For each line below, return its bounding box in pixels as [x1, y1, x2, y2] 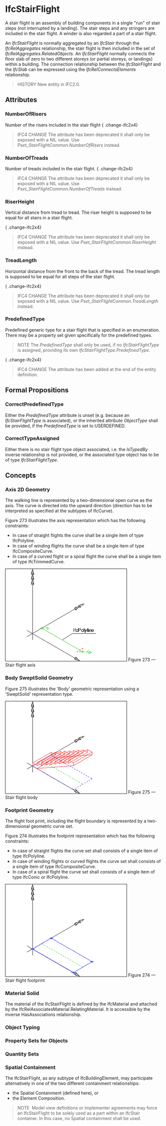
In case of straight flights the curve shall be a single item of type [12, 532, 144, 538]
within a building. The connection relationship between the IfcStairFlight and [5, 61, 161, 67]
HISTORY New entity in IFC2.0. [17, 81, 80, 87]
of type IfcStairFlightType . [5, 457, 58, 463]
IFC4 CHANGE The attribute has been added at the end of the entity [17, 366, 157, 372]
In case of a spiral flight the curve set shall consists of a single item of [12, 869, 155, 875]
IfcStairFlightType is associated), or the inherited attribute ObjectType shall [5, 417, 158, 423]
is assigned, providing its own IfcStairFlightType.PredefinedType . [17, 347, 151, 353]
